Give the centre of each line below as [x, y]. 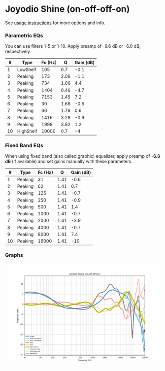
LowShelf [27, 69]
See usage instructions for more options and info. [55, 23]
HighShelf [27, 131]
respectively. [18, 51]
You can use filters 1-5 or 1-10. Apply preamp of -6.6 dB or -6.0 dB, [73, 46]
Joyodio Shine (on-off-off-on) [67, 9]
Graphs [14, 255]
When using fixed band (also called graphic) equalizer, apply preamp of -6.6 [83, 156]
